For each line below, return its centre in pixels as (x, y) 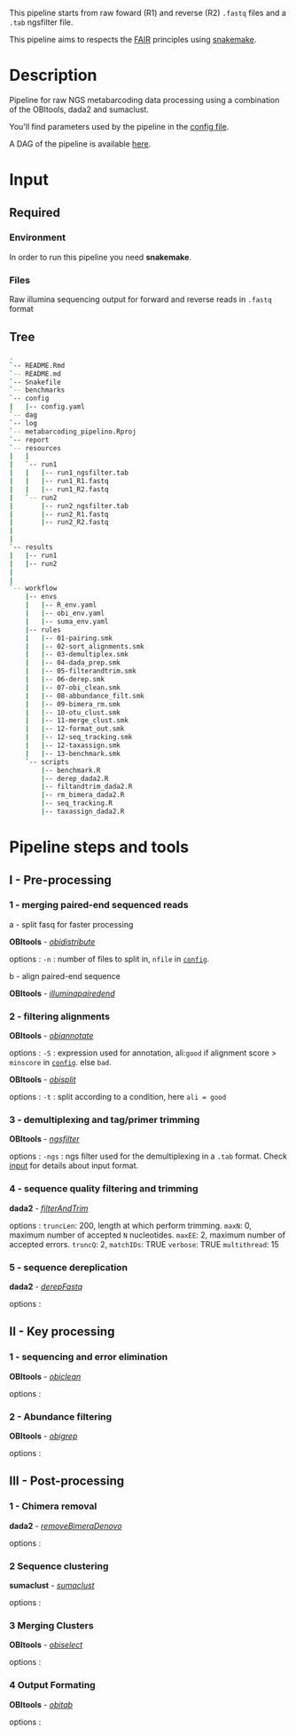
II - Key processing (62, 1332)
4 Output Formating (52, 1685)
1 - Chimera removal (53, 1507)
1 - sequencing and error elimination (89, 1357)
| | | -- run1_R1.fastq (59, 482)
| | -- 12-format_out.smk (75, 729)
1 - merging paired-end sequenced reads (99, 905)
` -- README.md (35, 374)
